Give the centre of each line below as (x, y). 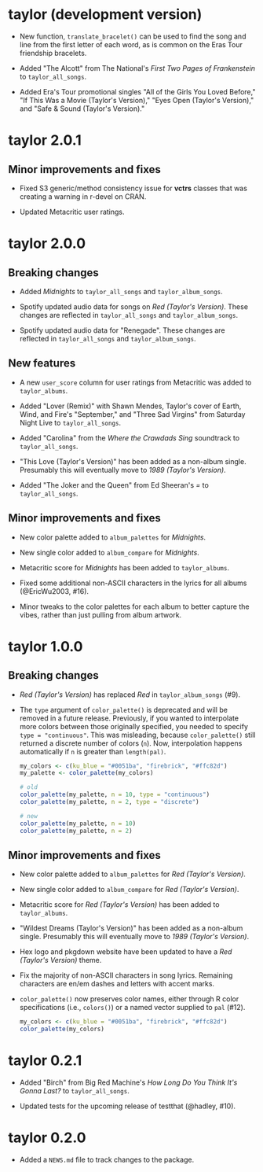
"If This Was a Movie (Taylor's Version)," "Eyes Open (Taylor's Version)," (137, 100)
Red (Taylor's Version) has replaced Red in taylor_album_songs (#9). (130, 695)
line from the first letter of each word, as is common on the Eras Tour (131, 44)
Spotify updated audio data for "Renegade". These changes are (122, 330)
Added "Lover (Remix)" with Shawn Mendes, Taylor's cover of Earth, (130, 406)
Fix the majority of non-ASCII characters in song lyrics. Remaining (126, 975)
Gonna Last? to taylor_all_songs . (74, 1091)
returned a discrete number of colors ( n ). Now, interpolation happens (131, 743)
